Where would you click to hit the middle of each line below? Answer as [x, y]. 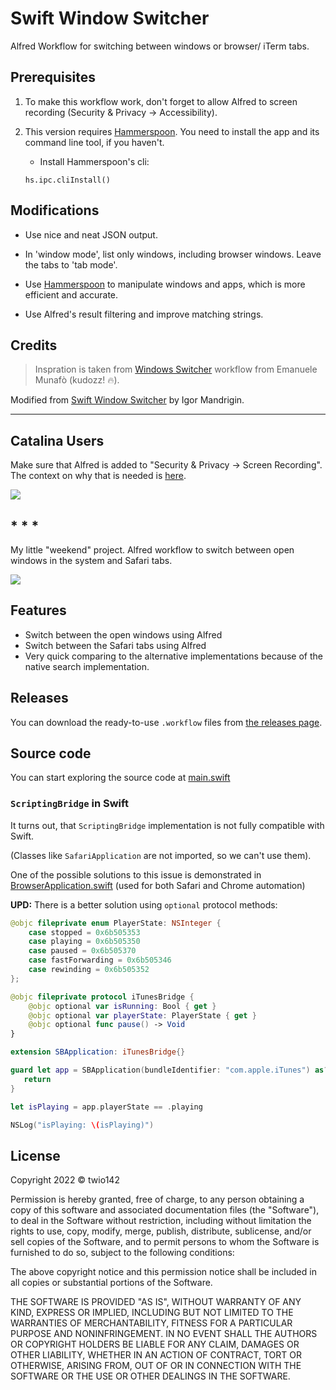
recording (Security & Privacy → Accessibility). [121, 112]
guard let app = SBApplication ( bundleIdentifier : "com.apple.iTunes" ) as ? [169, 1070]
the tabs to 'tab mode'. [71, 264]
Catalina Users [57, 440]
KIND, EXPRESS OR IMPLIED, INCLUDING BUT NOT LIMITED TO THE [152, 1313]
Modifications [55, 210]
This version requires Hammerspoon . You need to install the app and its [172, 131]
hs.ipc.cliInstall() [67, 180]
